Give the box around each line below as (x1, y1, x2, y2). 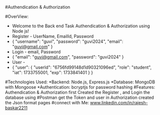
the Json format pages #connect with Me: (5, 100, 89, 105)
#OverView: (5, 14, 29, 19)
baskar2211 (5, 105, 28, 111)
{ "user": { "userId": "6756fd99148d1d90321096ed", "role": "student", (12, 64, 152, 70)
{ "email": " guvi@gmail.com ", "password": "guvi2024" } (12, 54, 124, 60)
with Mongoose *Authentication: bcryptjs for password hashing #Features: (5, 84, 156, 90)
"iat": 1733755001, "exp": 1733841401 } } (12, 70, 93, 75)
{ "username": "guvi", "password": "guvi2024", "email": (12, 38, 124, 44)
